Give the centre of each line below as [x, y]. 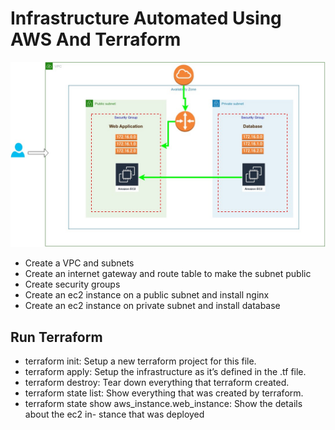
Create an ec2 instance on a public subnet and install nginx [147, 295]
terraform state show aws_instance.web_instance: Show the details [163, 404]
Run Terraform [56, 337]
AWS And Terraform [96, 39]
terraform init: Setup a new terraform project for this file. [140, 361]
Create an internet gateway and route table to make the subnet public [168, 274]
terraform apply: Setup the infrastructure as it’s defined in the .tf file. [165, 372]
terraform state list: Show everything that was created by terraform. [164, 393]
